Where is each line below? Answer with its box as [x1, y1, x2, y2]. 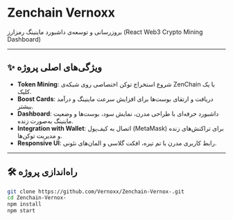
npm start [7, 208, 36, 214]
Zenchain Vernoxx [7, 5, 116, 21]
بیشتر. [17, 102, 34, 110]
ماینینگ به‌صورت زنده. [17, 116, 74, 125]
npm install [7, 201, 42, 208]
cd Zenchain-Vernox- [7, 194, 67, 201]
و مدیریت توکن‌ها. [17, 131, 62, 140]
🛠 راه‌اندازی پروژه [7, 166, 78, 178]
